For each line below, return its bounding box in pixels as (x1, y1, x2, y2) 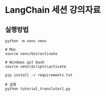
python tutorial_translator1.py (5, 86, 71, 91)
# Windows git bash (5, 60, 45, 65)
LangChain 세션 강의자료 (5, 4, 101, 16)
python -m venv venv (5, 38, 47, 43)
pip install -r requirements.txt (5, 73, 73, 77)
